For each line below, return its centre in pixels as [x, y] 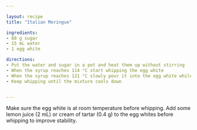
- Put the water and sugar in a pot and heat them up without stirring [95, 65]
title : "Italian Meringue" [39, 22]
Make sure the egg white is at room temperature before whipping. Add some [98, 108]
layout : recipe [25, 16]
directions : [21, 60]
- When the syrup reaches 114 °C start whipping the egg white [85, 70]
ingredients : [22, 33]
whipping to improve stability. [42, 121]
